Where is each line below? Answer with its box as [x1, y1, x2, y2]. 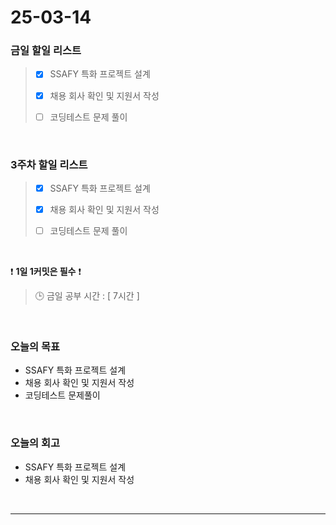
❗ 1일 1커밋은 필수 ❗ [10, 266, 82, 278]
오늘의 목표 [10, 340, 61, 354]
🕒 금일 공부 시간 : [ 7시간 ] [34, 290, 140, 302]
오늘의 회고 [10, 436, 61, 450]
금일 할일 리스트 [10, 44, 82, 58]
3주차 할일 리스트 [10, 157, 88, 171]
